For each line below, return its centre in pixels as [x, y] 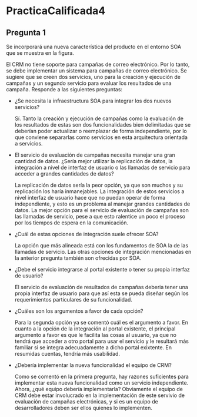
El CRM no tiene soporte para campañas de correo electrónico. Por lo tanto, [98, 64]
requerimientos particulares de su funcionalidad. [73, 299]
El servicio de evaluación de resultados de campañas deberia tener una [101, 287]
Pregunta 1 [26, 33]
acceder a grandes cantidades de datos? [64, 174]
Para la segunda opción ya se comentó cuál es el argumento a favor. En [101, 322]
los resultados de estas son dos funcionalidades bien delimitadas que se [103, 125]
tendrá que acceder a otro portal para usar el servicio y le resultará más [102, 341]
